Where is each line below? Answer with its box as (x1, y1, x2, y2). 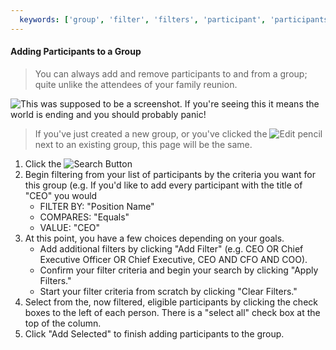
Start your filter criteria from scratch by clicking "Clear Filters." (39, 285, 298, 297)
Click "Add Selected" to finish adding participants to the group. (24, 327, 285, 340)
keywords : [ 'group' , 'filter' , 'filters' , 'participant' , (19, 14, 267, 25)
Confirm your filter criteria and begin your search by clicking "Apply (39, 264, 319, 276)
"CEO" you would (24, 189, 98, 201)
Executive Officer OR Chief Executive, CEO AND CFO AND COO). (39, 253, 308, 265)
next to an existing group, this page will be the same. (34, 138, 253, 150)
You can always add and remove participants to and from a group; (34, 67, 308, 80)
